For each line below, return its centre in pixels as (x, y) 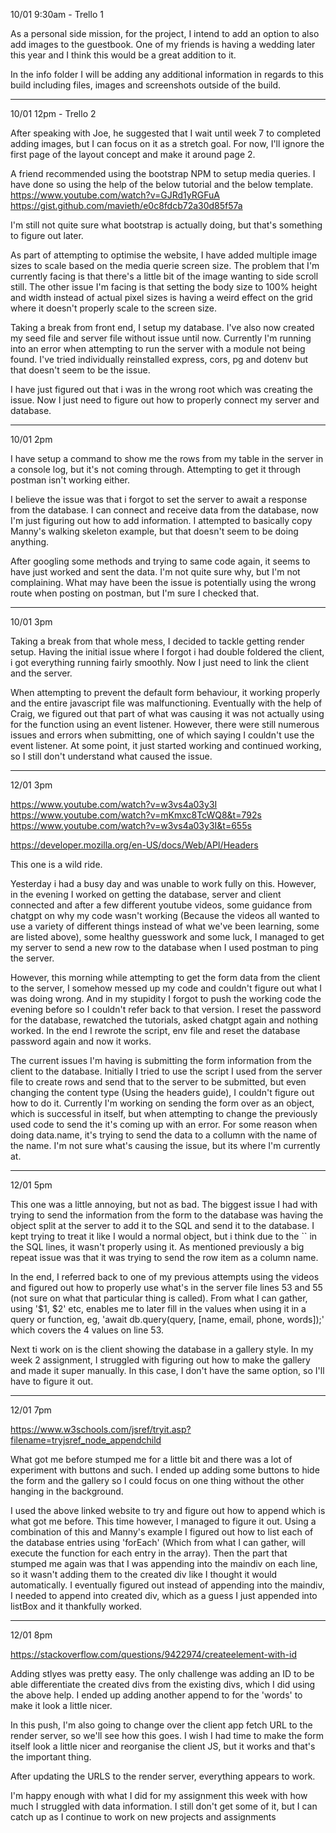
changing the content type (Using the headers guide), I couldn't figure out (162, 1092)
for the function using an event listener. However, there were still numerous (165, 724)
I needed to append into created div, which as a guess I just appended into (164, 1595)
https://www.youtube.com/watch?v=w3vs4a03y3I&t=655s (131, 825)
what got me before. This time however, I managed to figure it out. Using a (163, 1521)
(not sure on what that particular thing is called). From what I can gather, (159, 1298)
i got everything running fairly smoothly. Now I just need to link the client (159, 662)
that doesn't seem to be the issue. (80, 370)
